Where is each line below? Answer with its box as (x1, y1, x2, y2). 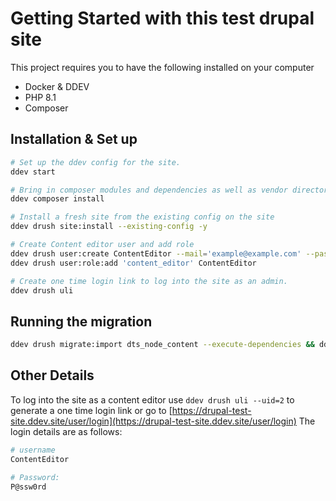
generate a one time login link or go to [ (10, 404, 173, 416)
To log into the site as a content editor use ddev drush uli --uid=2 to (10, 393, 295, 406)
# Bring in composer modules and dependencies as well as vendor (10, 185, 288, 195)
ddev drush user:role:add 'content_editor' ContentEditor (10, 258, 257, 268)
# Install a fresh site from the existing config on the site (10, 212, 275, 222)
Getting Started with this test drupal (10, 7, 315, 30)
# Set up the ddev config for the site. (10, 157, 182, 167)
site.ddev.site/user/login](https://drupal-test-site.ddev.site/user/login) (10, 415, 297, 427)
